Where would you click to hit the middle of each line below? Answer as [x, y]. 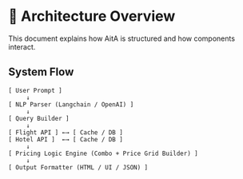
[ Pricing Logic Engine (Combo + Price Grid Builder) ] [103, 153]
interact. [22, 46]
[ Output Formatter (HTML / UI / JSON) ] [78, 167]
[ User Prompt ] [35, 90]
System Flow [41, 72]
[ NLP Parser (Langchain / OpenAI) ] [71, 104]
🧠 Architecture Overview [92, 16]
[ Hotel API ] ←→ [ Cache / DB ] [66, 139]
